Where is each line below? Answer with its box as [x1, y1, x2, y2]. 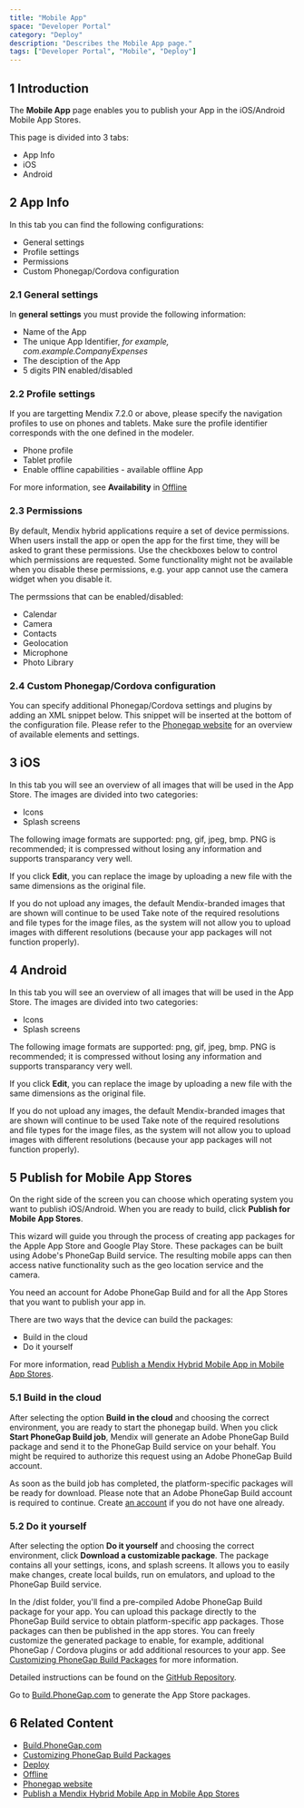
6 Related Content [9, 1715, 113, 1731]
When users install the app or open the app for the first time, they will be [9, 534, 280, 545]
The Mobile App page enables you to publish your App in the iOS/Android [9, 104, 286, 115]
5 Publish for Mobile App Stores [9, 1169, 192, 1185]
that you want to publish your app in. [9, 1296, 147, 1307]
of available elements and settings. [9, 728, 140, 739]
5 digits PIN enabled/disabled [22, 365, 133, 376]
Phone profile [22, 445, 74, 456]
